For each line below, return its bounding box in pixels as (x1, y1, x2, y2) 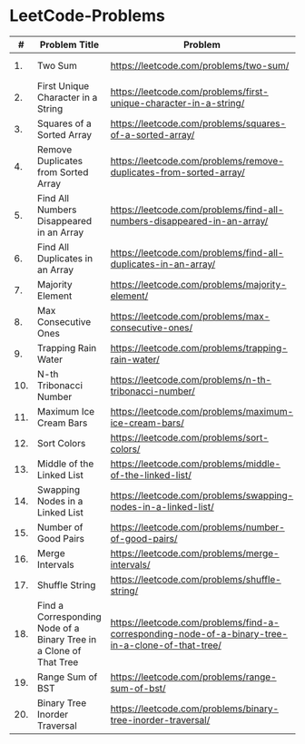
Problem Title (39, 38, 100, 51)
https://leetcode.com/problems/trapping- (110, 341, 288, 354)
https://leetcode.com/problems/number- (110, 521, 286, 534)
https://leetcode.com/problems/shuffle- (110, 573, 281, 585)
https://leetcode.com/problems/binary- (110, 702, 280, 715)
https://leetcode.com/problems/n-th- (110, 373, 272, 386)
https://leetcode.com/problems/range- (110, 671, 277, 683)
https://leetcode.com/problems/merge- (110, 546, 280, 559)
